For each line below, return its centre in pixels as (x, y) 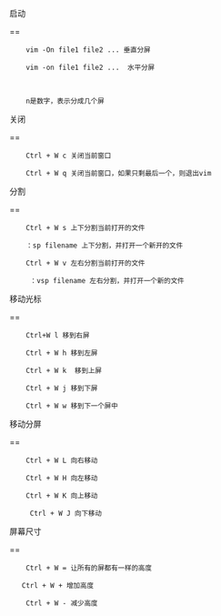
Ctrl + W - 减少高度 (62, 603)
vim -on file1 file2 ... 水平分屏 (90, 67)
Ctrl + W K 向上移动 (62, 496)
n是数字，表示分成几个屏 (65, 101)
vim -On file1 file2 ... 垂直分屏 (89, 50)
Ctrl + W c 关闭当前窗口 (69, 156)
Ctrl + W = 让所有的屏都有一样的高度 (89, 568)
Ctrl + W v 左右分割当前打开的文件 (85, 263)
